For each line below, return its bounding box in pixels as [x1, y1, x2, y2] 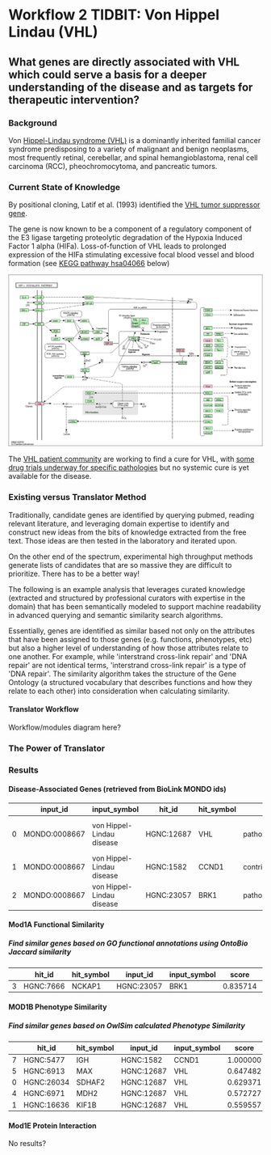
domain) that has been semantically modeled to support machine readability [8, 601, 261, 611]
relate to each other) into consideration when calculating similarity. [8, 686, 230, 696]
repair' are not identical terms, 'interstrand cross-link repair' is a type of [8, 660, 247, 670]
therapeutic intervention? [8, 93, 140, 107]
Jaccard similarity [8, 946, 72, 956]
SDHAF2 [76, 1077, 106, 1087]
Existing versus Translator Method [8, 492, 147, 503]
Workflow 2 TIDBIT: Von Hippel [8, 6, 220, 24]
